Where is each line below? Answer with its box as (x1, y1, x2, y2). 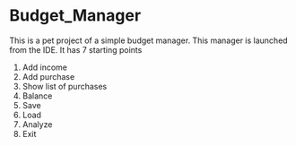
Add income (22, 62, 68, 73)
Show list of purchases (22, 81, 108, 91)
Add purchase (22, 71, 75, 82)
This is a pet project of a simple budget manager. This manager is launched (9, 35, 289, 46)
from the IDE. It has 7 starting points (9, 44, 143, 55)
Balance (22, 90, 53, 101)
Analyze (22, 118, 53, 130)
